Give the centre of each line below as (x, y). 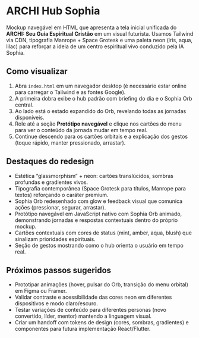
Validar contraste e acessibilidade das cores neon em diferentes (93, 297)
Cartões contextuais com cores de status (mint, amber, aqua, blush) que (103, 233)
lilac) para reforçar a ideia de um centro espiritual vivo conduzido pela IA (95, 46)
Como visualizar (37, 72)
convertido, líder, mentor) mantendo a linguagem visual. (83, 316)
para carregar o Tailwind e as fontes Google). (70, 92)
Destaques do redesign (50, 162)
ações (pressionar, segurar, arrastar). (60, 207)
